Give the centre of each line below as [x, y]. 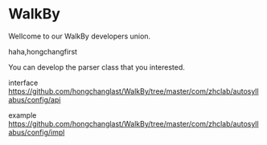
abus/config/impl [37, 132]
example [23, 115]
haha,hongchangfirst [43, 51]
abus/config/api [35, 99]
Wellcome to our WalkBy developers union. [80, 36]
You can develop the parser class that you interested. [97, 67]
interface [23, 83]
